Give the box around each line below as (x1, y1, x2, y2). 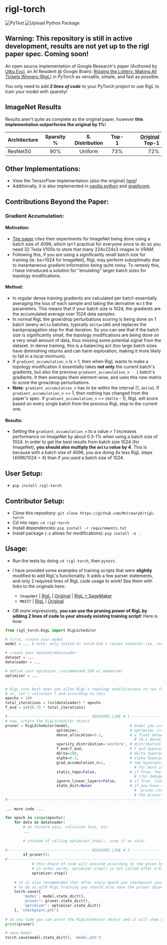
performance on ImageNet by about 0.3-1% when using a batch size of (12, 434, 158, 440)
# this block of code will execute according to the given (31, 862, 157, 866)
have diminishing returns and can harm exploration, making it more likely (12, 348, 162, 354)
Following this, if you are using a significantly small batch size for (12, 251, 146, 257)
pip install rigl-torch (12, 483, 62, 488)
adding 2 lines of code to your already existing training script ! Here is (12, 613, 158, 619)
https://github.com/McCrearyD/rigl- (80, 511, 156, 516)
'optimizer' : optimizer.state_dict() (23, 903, 101, 908)
